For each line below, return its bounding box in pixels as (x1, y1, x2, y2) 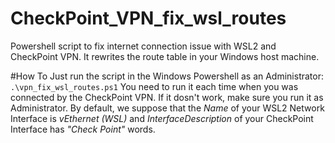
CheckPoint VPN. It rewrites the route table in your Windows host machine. (10, 50, 320, 62)
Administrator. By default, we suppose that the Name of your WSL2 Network (10, 102, 325, 114)
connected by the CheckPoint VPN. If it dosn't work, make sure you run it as (10, 91, 324, 103)
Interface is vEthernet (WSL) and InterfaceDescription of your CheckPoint (10, 112, 314, 124)
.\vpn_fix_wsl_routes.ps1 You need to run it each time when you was (10, 80, 299, 92)
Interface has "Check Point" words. (10, 123, 156, 135)
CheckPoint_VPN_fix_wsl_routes (10, 7, 287, 30)
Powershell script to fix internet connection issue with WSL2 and (10, 40, 277, 52)
